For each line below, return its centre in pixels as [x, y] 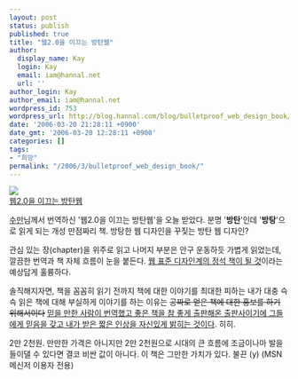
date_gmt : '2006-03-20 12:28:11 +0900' [83, 133]
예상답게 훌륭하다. [40, 272]
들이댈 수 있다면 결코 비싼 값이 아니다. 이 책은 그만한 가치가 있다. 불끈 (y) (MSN [146, 354]
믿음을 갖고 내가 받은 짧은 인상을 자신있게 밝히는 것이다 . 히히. [131, 324]
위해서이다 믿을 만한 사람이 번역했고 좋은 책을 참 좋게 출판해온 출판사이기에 [138, 313]
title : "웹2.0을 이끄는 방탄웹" [61, 42]
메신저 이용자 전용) [42, 366]
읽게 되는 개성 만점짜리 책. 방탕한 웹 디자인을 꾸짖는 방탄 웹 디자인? [133, 231]
